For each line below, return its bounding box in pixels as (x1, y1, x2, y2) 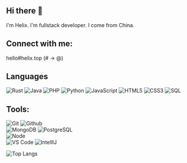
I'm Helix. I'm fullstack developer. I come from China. (6, 21, 134, 28)
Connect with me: (6, 39, 73, 49)
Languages (6, 71, 48, 81)
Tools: (6, 104, 29, 114)
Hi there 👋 (6, 6, 43, 16)
